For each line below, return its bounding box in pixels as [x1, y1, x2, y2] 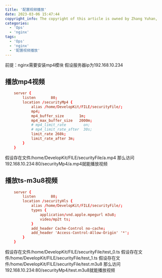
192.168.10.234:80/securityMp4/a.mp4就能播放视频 [5, 160, 108, 166]
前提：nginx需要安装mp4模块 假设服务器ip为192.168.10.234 [5, 62, 123, 68]
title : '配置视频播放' [5, 7, 47, 12]
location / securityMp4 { [22, 100, 73, 105]
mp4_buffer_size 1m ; [31, 113, 86, 119]
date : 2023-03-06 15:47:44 [5, 12, 60, 17]
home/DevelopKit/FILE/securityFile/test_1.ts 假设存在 [11, 255, 116, 261]
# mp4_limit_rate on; [31, 122, 90, 127]
